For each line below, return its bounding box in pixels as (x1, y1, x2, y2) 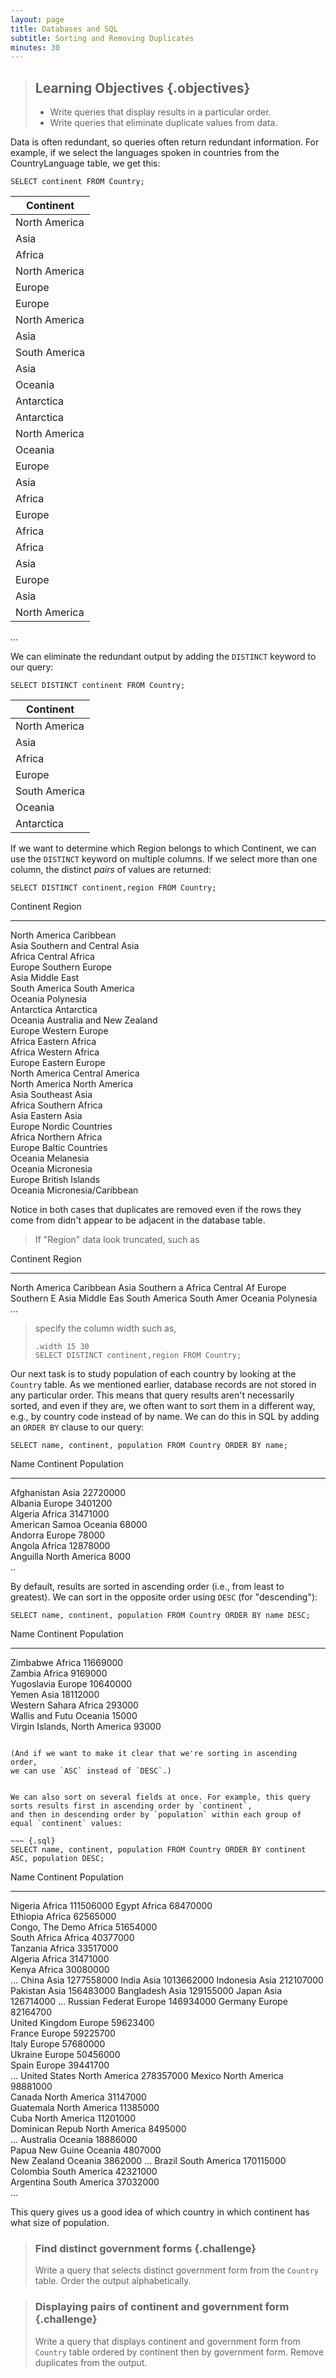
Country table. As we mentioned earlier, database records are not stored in (10, 1379, 317, 1391)
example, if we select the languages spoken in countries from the (10, 147, 280, 159)
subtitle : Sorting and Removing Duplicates (10, 33, 195, 43)
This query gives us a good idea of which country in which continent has (10, 2206, 310, 2218)
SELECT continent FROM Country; (10, 177, 145, 187)
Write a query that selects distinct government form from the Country (34, 2264, 319, 2276)
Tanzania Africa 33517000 (10, 1942, 119, 1955)
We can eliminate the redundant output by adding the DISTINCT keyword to (10, 651, 317, 663)
